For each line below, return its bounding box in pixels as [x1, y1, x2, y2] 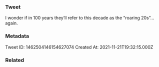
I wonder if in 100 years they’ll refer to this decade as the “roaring [5, 15, 140, 21]
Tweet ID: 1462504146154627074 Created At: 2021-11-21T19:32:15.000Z [5, 44, 153, 50]
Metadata [5, 32, 29, 39]
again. [5, 20, 18, 26]
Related [5, 56, 24, 63]
